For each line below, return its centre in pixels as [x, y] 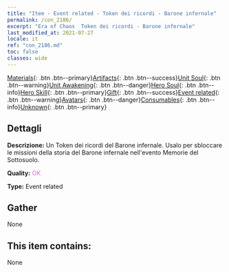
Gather [22, 208]
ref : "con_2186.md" [35, 45]
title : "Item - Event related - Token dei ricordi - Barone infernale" [112, 13]
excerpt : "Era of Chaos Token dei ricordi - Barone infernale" [101, 26]
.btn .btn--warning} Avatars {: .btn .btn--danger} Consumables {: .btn [102, 100]
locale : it [23, 39]
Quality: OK [24, 173]
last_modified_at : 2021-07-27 [51, 33]
